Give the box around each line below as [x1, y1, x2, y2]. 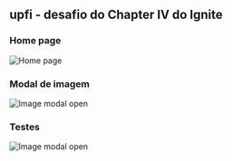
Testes [9, 120, 41, 133]
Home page [9, 34, 62, 47]
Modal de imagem [9, 77, 91, 90]
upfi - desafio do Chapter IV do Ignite [9, 7, 224, 23]
